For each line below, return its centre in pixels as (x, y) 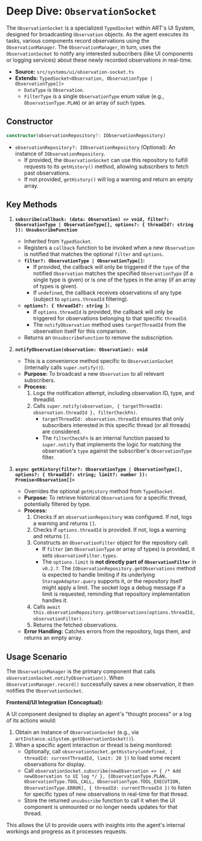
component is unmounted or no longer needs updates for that (101, 807)
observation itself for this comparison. (80, 331)
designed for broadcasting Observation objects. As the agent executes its (97, 34)
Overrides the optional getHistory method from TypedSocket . (99, 491)
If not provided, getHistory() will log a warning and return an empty (108, 179)
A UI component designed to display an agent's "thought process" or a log (99, 714)
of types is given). (55, 286)
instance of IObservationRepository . (60, 153)
